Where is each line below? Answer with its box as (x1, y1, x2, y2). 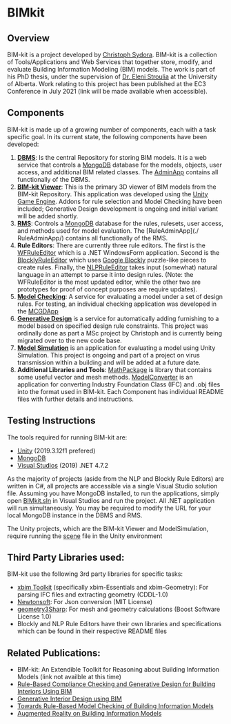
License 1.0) (17, 612, 52, 621)
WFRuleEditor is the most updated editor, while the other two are (17, 278, 201, 286)
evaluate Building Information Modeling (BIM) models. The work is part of (7, 65, 216, 73)
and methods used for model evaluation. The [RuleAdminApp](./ (17, 226, 199, 235)
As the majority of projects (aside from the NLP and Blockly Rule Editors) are (7, 474, 224, 483)
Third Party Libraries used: (7, 552, 125, 563)
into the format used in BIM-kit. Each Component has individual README (17, 387, 224, 395)
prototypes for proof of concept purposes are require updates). (17, 285, 198, 293)
